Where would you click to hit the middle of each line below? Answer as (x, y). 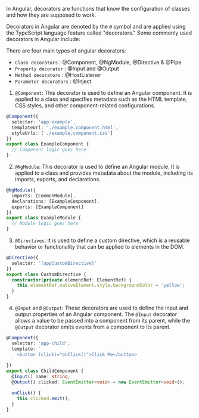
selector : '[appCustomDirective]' (54, 263)
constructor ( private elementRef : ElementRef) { (72, 280)
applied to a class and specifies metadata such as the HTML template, (101, 99)
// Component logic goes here (49, 150)
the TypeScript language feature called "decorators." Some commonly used (99, 33)
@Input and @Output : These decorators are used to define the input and (102, 308)
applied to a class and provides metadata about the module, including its (104, 173)
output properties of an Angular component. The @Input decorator (96, 314)
